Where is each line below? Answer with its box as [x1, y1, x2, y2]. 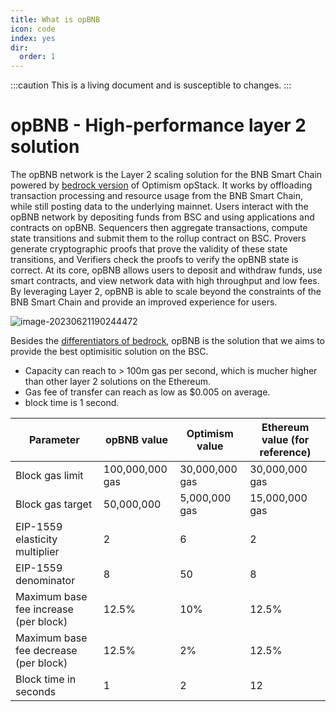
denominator [15, 574, 76, 588]
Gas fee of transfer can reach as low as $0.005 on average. [24, 386, 271, 398]
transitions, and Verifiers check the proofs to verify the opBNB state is [10, 254, 299, 266]
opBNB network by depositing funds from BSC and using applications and [10, 211, 315, 223]
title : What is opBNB [10, 14, 101, 25]
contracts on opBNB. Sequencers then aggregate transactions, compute [10, 222, 308, 234]
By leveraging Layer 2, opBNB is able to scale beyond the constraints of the [10, 286, 322, 298]
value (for [261, 433, 310, 447]
